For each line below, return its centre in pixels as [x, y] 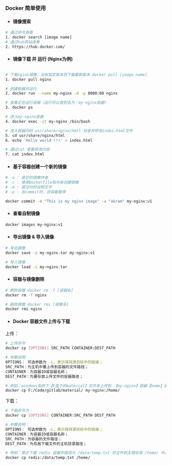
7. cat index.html [25, 154]
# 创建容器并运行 [21, 89]
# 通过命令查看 [19, 33]
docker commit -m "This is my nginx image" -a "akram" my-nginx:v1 [79, 201]
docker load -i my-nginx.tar [36, 267]
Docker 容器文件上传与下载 [41, 321]
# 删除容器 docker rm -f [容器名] [39, 290]
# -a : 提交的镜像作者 [27, 178]
